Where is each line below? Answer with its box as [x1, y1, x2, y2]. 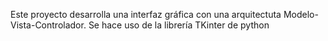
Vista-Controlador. [10, 19, 87, 31]
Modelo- [283, 9, 319, 20]
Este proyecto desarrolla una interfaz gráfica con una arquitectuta [10, 9, 282, 20]
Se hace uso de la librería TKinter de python [88, 19, 270, 31]
